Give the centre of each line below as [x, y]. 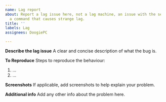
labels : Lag [17, 28]
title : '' [15, 23]
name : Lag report [23, 10]
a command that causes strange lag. [47, 19]
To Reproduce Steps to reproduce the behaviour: [55, 60]
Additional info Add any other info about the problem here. [65, 94]
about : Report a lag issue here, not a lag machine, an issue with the [80, 14]
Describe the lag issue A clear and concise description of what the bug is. [81, 51]
